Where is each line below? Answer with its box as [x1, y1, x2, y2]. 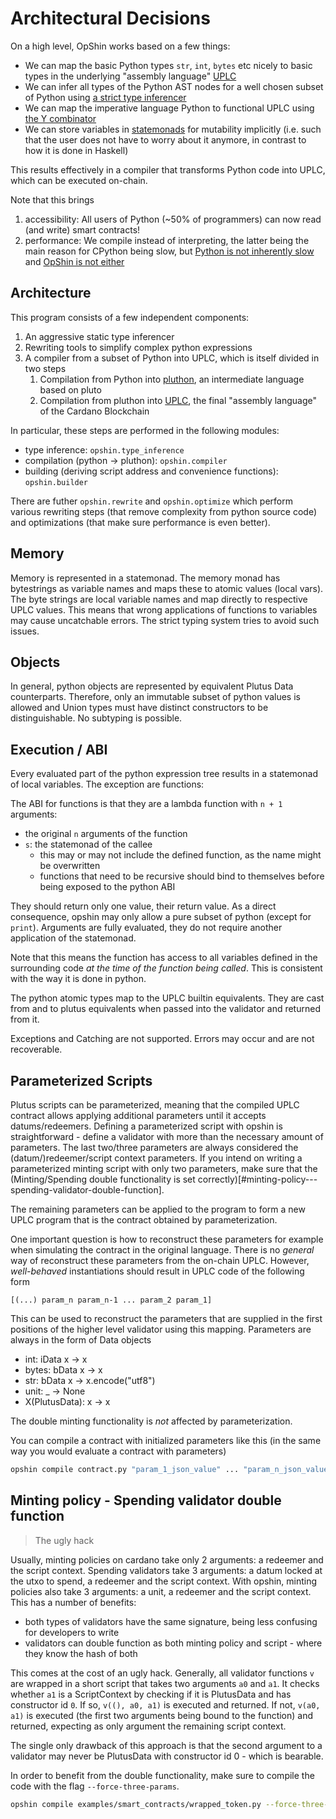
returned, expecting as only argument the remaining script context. [10, 1720, 287, 1732]
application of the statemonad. [10, 932, 137, 944]
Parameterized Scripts [10, 1072, 153, 1089]
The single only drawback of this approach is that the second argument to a [10, 1739, 323, 1751]
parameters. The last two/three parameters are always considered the [10, 1142, 299, 1153]
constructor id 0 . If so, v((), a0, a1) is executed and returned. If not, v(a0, [10, 1698, 321, 1711]
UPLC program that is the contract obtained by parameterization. [10, 1214, 278, 1226]
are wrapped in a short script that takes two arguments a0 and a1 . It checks [10, 1677, 320, 1689]
